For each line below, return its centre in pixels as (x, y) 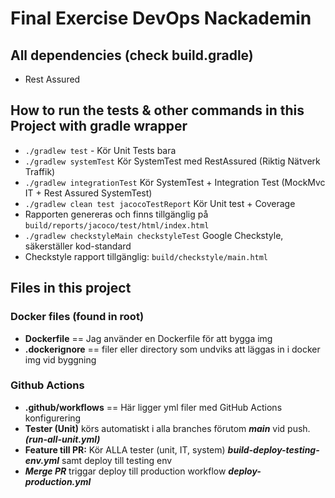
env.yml (42, 460)
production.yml (58, 481)
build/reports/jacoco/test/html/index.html (117, 225)
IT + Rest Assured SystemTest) (88, 193)
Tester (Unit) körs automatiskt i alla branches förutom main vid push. (167, 428)
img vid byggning (60, 359)
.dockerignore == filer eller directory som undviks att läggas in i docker (172, 349)
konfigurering (53, 418)
